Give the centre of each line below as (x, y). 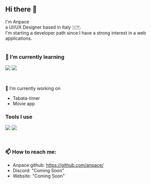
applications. (19, 38)
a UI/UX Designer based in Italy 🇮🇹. (43, 27)
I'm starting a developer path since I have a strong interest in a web (76, 33)
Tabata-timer (26, 98)
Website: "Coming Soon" (39, 176)
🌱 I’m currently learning (35, 57)
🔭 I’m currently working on (33, 88)
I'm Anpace (17, 21)
